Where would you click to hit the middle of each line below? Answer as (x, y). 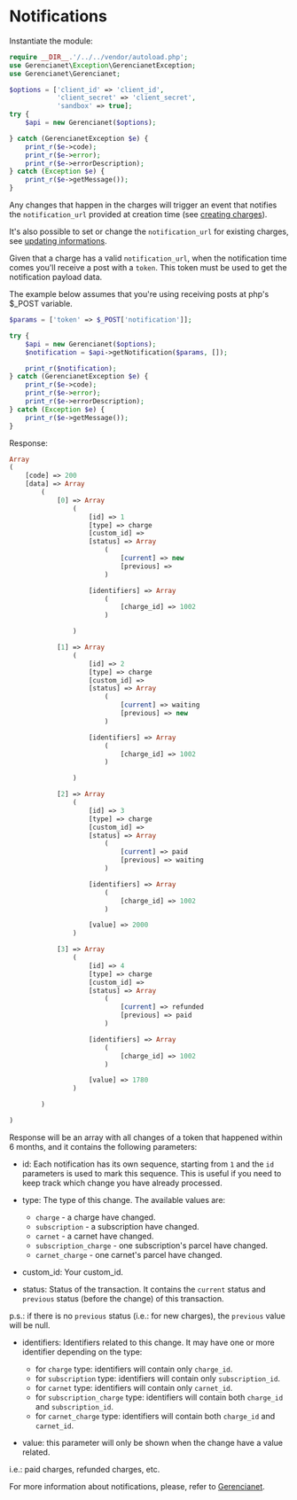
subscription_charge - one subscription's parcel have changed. (152, 1245)
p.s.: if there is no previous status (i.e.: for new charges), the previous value (148, 1316)
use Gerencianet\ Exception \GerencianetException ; (103, 65)
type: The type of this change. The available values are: (124, 1199)
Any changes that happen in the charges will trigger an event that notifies (143, 205)
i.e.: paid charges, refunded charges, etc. (85, 1469)
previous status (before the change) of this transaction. (123, 1298)
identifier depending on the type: (82, 1352)
